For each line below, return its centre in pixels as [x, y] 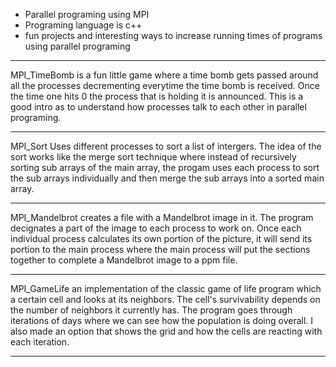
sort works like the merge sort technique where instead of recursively [153, 157]
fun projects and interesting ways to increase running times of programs [173, 35]
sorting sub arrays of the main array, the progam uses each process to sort [165, 167]
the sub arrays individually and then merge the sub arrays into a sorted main [167, 178]
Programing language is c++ [83, 25]
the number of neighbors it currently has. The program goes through [151, 310]
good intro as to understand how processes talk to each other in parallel [158, 107]
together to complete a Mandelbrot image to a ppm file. [124, 260]
